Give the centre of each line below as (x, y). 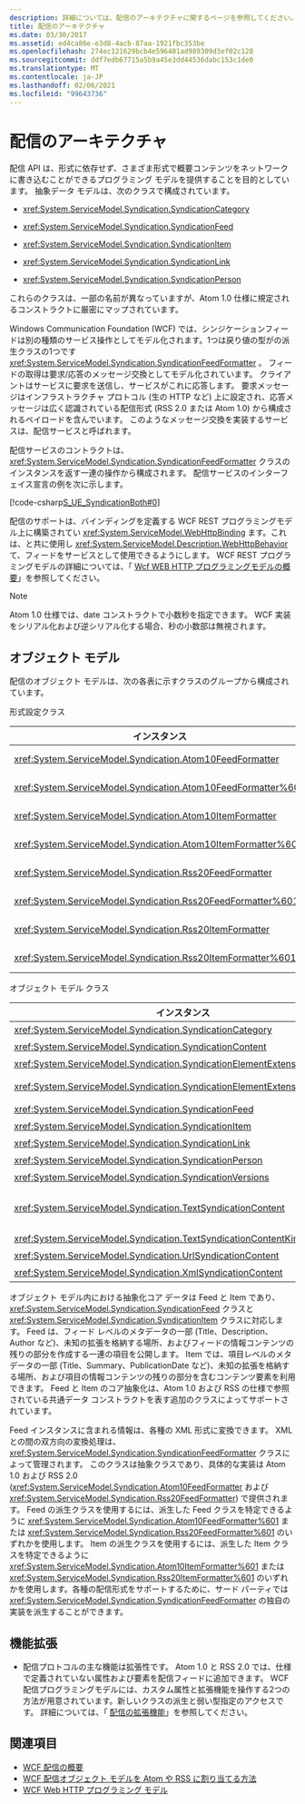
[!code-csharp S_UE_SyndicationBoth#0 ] (85, 503)
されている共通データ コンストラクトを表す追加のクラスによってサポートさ (149, 1400)
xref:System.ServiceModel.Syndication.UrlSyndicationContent (147, 1256)
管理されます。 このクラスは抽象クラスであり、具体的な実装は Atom (159, 1464)
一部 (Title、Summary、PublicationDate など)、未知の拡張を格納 (161, 1365)
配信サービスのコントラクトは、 (69, 450)
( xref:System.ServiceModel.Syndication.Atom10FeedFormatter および (139, 1487)
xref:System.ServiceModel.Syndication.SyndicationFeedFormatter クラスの (150, 462)
